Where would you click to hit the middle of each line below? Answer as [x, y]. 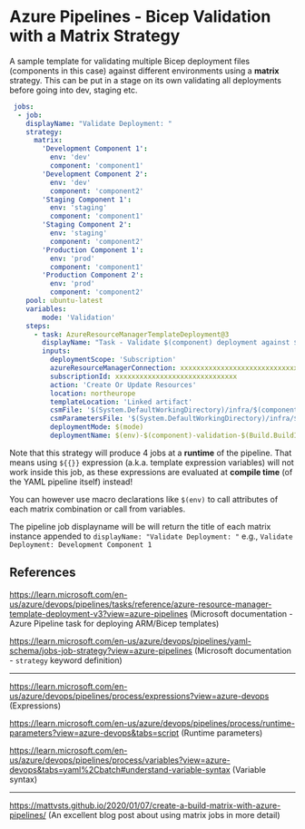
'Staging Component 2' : [87, 225]
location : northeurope [93, 393]
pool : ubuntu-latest [64, 301]
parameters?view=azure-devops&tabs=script [94, 733]
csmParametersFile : [87, 419]
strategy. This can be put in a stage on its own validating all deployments [145, 80]
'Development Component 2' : [95, 174]
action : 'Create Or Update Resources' [123, 385]
